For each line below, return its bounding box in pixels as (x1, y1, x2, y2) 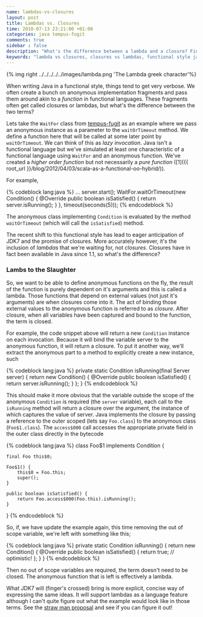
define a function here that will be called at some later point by (6, 133, 162, 140)
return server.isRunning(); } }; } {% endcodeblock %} (6, 380, 138, 387)
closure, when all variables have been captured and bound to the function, (6, 311, 192, 318)
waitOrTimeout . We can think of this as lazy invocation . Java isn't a (6, 139, 172, 146)
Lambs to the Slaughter (6, 265, 77, 274)
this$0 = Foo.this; (17, 469, 66, 475)
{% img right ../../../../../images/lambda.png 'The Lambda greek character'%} (6, 70, 197, 78)
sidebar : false (6, 43, 47, 49)
